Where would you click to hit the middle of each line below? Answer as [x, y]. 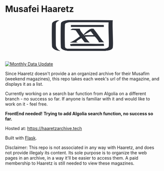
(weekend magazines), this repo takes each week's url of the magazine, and [82, 79]
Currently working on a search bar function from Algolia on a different [76, 93]
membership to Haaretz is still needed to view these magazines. [70, 163]
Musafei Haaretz [40, 9]
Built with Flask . [21, 138]
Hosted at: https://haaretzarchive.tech [43, 128]
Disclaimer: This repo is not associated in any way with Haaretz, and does [80, 147]
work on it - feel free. [27, 104]
